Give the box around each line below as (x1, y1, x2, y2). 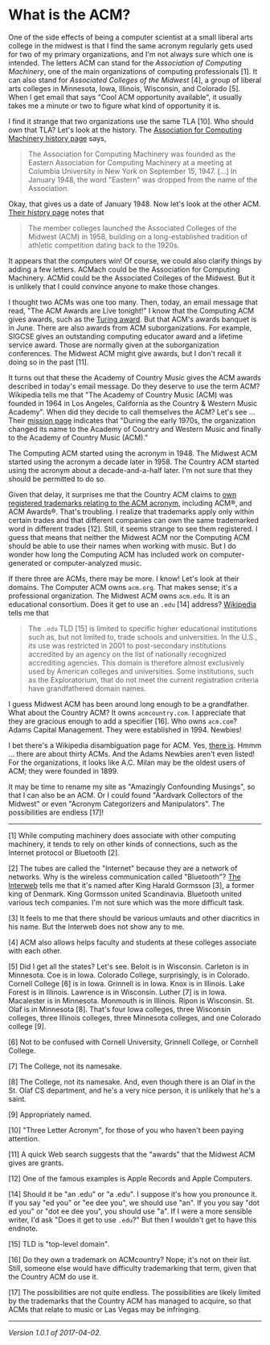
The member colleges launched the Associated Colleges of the (27, 223, 237, 233)
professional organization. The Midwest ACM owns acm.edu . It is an (8, 591, 231, 600)
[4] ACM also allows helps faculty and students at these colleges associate (8, 937, 257, 947)
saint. (8, 1094, 27, 1103)
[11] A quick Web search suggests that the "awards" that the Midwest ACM (8, 1149, 256, 1159)
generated (8, 558, 43, 567)
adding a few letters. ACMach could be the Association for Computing (8, 264, 240, 274)
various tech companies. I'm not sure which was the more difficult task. (8, 897, 245, 907)
